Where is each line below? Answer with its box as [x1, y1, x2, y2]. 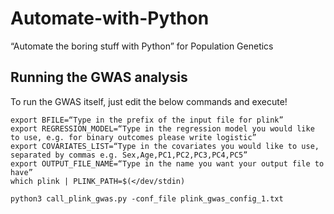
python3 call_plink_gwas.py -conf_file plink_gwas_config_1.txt [10, 193, 284, 204]
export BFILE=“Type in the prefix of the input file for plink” [10, 115, 284, 125]
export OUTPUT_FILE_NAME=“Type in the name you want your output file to [10, 158, 325, 169]
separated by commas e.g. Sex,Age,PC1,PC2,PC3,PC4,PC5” [10, 150, 248, 160]
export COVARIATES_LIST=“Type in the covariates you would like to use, [10, 141, 320, 151]
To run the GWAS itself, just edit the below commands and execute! [10, 95, 288, 107]
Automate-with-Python [10, 7, 210, 30]
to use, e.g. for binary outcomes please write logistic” [10, 132, 257, 142]
